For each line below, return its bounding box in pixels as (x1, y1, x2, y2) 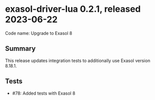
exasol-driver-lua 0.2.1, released (5, 3, 141, 15)
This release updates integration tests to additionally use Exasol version (5, 58, 151, 64)
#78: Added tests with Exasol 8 (12, 90, 75, 96)
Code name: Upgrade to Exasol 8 (5, 30, 72, 36)
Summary (5, 44, 36, 53)
